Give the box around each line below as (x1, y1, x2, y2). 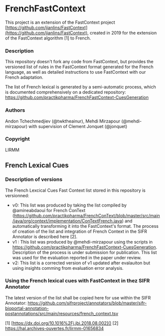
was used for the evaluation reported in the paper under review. (12, 254, 142, 260)
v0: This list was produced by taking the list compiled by (12, 202, 127, 208)
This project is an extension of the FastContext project (5, 19, 115, 25)
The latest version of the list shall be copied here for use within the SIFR (5, 294, 151, 300)
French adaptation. (5, 75, 43, 81)
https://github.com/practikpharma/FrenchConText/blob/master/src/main (14, 212, 160, 218)
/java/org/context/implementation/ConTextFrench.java (12, 218, 122, 224)
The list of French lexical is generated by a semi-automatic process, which (5, 84, 156, 90)
